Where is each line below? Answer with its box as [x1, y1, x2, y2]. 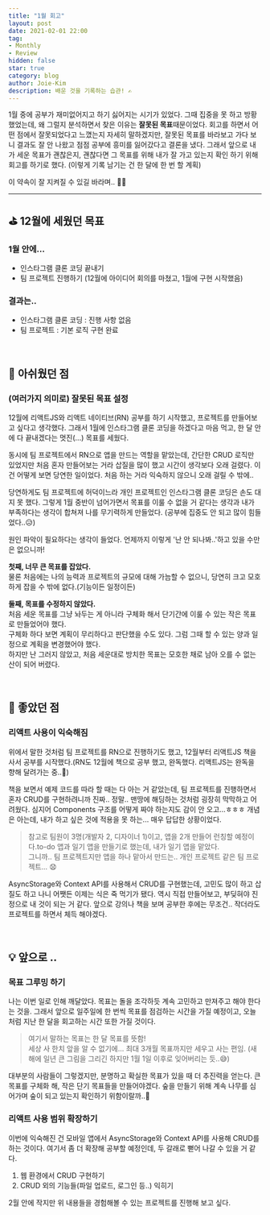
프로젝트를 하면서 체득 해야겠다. [8, 909, 108, 919]
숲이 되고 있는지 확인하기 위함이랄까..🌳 [29, 1091, 150, 1101]
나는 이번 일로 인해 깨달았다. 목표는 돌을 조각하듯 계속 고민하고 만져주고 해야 [8, 997, 247, 1006]
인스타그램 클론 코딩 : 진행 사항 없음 [19, 315, 132, 325]
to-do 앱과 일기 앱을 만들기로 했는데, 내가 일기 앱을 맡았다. [36, 841, 219, 851]
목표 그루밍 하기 [8, 977, 66, 988]
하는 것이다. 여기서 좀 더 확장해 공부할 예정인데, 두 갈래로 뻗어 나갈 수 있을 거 [8, 1143, 247, 1153]
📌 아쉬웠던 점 [8, 367, 70, 380]
